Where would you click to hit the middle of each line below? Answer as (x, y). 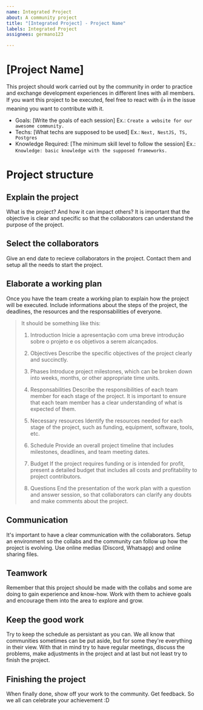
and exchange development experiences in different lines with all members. (101, 93)
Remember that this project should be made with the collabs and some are (99, 588)
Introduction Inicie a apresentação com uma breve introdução (107, 335)
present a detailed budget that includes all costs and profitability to (114, 470)
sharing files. (22, 554)
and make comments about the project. (79, 501)
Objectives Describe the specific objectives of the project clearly (111, 353)
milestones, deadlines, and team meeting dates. (90, 451)
